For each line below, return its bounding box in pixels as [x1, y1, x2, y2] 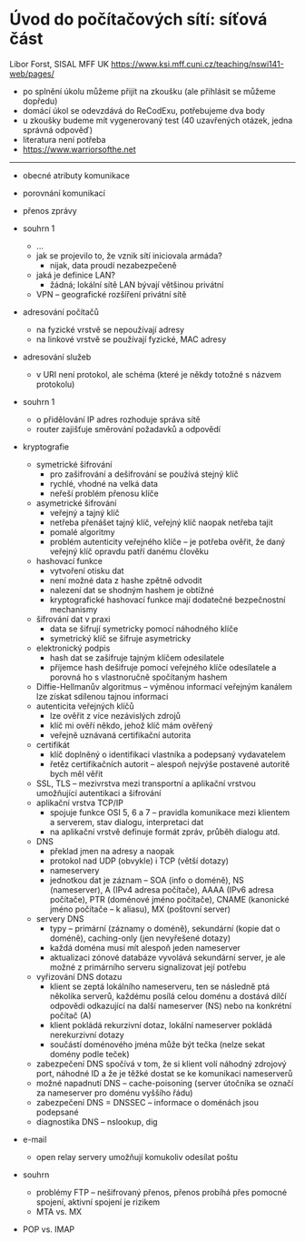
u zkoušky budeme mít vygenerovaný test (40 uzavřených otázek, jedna [22, 115, 293, 126]
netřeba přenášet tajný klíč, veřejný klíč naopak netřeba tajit [49, 517, 274, 528]
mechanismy [49, 603, 98, 614]
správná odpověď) [22, 124, 93, 136]
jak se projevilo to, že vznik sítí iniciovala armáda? [35, 250, 222, 261]
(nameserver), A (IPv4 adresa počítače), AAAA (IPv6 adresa [49, 884, 274, 895]
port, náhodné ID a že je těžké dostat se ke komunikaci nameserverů [35, 1067, 293, 1078]
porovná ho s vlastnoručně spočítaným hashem [49, 671, 228, 682]
